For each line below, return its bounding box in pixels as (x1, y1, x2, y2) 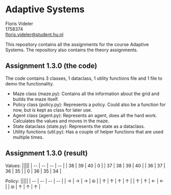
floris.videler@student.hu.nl (5, 31, 64, 37)
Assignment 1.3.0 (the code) (5, 61, 97, 70)
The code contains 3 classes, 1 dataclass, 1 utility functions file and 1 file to (5, 75, 162, 81)
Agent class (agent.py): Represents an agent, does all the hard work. (12, 112, 157, 118)
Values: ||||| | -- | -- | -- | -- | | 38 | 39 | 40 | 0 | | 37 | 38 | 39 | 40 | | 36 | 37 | (5, 162, 165, 168)
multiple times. (12, 134, 44, 140)
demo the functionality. (5, 80, 54, 86)
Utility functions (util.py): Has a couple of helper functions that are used (12, 128, 164, 135)
